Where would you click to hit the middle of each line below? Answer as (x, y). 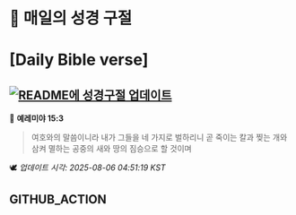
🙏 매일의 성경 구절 (71, 18)
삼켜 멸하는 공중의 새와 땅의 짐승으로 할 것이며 (111, 149)
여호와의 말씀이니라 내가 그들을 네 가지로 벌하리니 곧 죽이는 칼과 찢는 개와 (159, 138)
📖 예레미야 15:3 (37, 118)
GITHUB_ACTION (58, 199)
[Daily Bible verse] (79, 60)
